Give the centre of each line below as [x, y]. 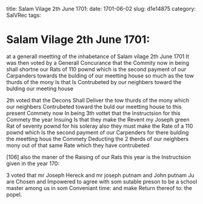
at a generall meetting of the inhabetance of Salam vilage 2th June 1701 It [98, 56]
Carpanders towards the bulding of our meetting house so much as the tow [100, 76]
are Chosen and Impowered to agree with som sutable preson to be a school [102, 182]
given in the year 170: [33, 163]
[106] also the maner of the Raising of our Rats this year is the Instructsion [98, 157]
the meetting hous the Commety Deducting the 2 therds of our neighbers [98, 139]
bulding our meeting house [40, 88]
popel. [14, 194]
